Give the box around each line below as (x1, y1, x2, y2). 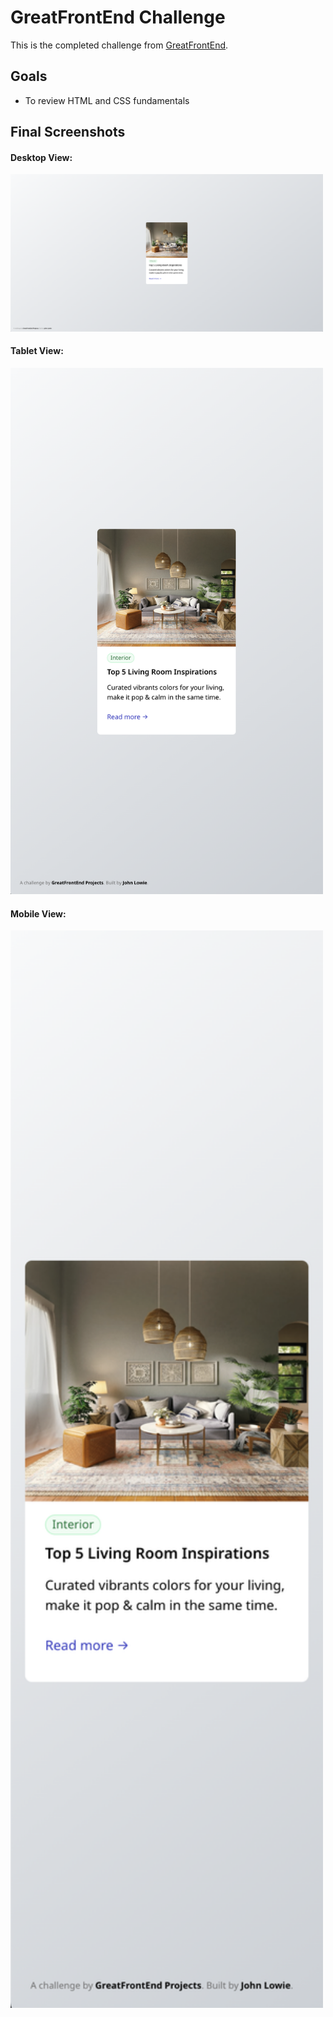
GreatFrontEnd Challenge (10, 6, 226, 29)
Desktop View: (10, 151, 73, 163)
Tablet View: (10, 345, 64, 357)
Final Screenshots (10, 124, 126, 141)
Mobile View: (10, 907, 67, 920)
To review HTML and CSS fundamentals (24, 94, 190, 106)
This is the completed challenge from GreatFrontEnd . (10, 39, 229, 51)
